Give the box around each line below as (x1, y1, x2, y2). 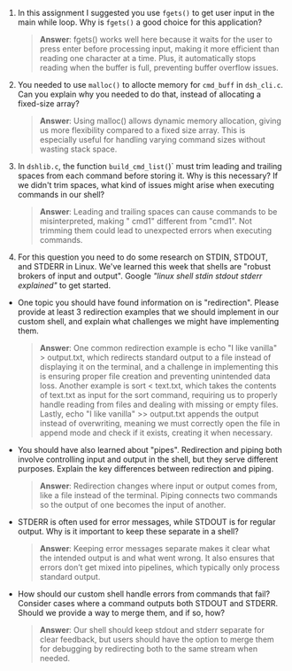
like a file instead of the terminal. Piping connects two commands (39, 490, 278, 500)
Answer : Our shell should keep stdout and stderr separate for (39, 625, 265, 635)
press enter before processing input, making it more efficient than (39, 43, 280, 54)
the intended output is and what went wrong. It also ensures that (39, 553, 275, 563)
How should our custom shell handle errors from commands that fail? (17, 589, 271, 599)
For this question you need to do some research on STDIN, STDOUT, (17, 252, 268, 262)
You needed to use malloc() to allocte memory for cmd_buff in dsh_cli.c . (17, 80, 283, 90)
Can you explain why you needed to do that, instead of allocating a (17, 89, 261, 99)
